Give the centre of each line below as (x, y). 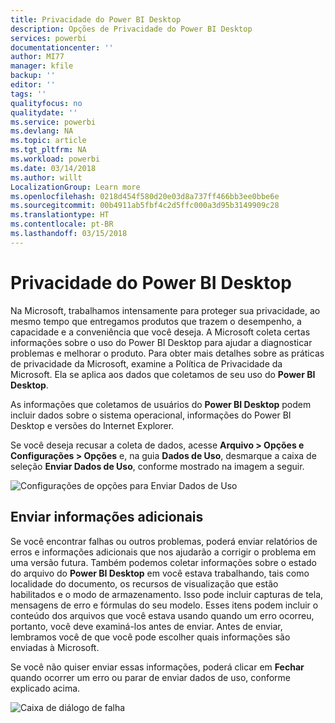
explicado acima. (45, 688)
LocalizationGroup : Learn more (75, 187)
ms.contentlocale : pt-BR (62, 224)
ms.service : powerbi (53, 122)
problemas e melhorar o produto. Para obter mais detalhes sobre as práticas (167, 353)
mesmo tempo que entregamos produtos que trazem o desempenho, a (156, 321)
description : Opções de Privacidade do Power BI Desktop (131, 29)
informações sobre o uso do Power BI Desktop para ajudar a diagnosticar (161, 342)
